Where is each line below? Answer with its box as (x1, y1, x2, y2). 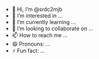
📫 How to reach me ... (11, 32, 68, 39)
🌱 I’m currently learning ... (11, 19, 76, 25)
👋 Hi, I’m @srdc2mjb (11, 6, 63, 13)
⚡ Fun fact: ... (11, 47, 45, 54)
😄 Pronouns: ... (11, 40, 51, 48)
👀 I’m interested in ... (11, 12, 63, 19)
